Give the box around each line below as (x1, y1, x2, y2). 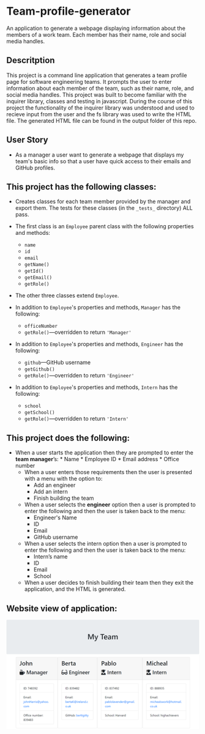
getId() (24, 268, 44, 275)
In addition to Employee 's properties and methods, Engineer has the (15, 341, 184, 348)
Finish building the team (33, 494, 94, 502)
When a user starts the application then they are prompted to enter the (15, 449, 194, 456)
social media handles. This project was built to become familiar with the (6, 91, 187, 98)
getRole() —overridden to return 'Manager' (24, 328, 132, 336)
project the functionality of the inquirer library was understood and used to (6, 104, 195, 111)
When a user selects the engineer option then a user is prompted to (24, 501, 196, 508)
